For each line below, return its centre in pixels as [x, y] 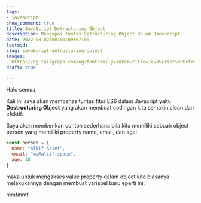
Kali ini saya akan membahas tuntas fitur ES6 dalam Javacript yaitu [89, 101]
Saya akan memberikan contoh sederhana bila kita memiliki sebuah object [98, 126]
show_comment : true [31, 23]
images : [16, 56]
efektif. [15, 114]
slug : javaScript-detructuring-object [54, 51]
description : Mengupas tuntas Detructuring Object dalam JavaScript [93, 34]
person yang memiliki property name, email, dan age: [72, 132]
